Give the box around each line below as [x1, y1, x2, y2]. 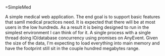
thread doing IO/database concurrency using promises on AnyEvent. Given [5, 35, 158, 41]
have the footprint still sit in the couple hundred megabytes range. [5, 46, 140, 51]
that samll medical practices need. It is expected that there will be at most [5, 19, 156, 25]
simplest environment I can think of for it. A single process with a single [5, 30, 151, 35]
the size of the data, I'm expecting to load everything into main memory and [5, 40, 160, 46]
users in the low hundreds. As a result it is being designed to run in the [5, 24, 149, 30]
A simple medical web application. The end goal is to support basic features [5, 14, 160, 19]
